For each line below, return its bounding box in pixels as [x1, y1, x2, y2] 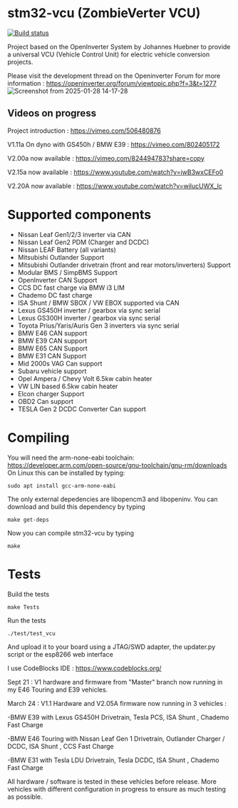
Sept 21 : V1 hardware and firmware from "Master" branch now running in [7, 677, 223, 686]
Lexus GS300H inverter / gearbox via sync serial [17, 313, 160, 322]
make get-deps [7, 516, 50, 523]
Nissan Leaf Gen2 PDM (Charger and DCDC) [17, 238, 150, 246]
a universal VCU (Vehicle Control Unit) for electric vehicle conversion [7, 50, 210, 59]
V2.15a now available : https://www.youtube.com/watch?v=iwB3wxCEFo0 [7, 168, 224, 176]
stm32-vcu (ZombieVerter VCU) [7, 5, 201, 21]
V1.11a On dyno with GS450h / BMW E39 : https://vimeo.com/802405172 [7, 140, 220, 148]
